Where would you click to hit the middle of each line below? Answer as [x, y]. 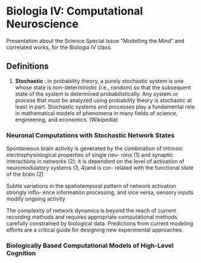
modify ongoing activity [36, 199]
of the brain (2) [25, 175]
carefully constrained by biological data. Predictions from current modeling [100, 224]
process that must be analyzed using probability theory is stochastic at [103, 100]
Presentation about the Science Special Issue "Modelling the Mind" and [95, 41]
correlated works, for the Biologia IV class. [59, 47]
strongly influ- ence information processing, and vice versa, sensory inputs [100, 193]
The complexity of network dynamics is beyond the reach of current [91, 211]
